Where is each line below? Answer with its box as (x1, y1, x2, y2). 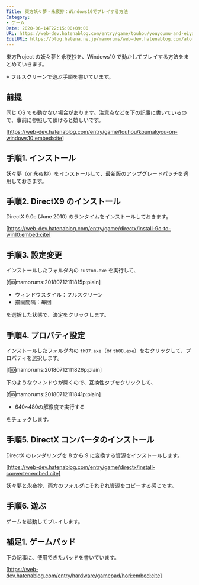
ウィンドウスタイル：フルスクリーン (14, 291, 104, 298)
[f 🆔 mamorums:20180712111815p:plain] (6, 279, 101, 286)
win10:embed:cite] (6, 232, 51, 239)
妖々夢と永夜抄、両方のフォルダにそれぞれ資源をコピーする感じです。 (6, 482, 177, 489)
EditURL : (6, 36, 28, 42)
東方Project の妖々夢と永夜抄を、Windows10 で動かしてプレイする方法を (6, 53, 184, 60)
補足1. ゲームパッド (6, 537, 76, 547)
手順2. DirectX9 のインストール (6, 197, 121, 207)
